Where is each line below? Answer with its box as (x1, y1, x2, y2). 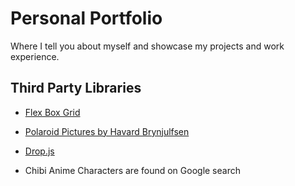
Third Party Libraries (10, 80, 142, 97)
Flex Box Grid (24, 106, 81, 118)
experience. (10, 50, 60, 62)
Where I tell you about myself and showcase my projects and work (10, 40, 285, 52)
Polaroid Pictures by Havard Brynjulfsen (24, 125, 190, 137)
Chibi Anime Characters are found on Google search (24, 164, 241, 176)
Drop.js (24, 145, 55, 157)
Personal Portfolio (10, 7, 163, 30)
